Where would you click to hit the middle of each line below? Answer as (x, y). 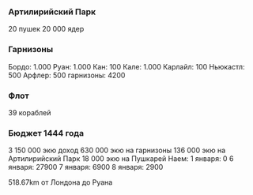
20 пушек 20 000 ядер (46, 29)
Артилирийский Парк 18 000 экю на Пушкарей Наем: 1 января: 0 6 (121, 159)
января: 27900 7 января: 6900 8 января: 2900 (86, 167)
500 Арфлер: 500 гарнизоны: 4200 (67, 75)
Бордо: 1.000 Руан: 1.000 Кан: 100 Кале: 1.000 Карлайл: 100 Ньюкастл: (126, 66)
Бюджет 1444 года (46, 133)
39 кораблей (30, 112)
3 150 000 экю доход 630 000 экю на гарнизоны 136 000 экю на (117, 150)
